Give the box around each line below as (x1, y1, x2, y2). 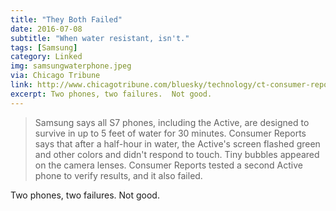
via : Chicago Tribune (10, 71, 101, 81)
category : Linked (10, 52, 83, 62)
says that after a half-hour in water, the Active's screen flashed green (34, 137, 321, 150)
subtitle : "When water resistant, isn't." (10, 33, 190, 43)
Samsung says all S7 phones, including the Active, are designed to (34, 116, 310, 128)
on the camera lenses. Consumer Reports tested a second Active (34, 159, 303, 171)
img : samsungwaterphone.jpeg (10, 61, 132, 71)
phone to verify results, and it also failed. (34, 169, 203, 181)
